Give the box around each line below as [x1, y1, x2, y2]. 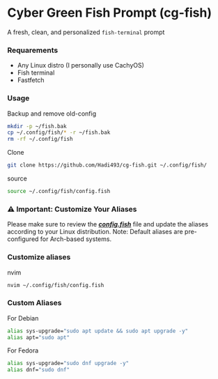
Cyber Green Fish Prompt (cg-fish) [7, 5, 212, 21]
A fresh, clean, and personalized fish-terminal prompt [7, 28, 165, 36]
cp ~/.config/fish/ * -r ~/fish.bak [7, 129, 111, 137]
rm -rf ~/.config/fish [7, 136, 73, 143]
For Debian [7, 314, 39, 322]
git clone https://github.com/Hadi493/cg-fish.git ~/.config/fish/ [7, 162, 208, 169]
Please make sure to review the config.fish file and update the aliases [7, 220, 209, 229]
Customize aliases [7, 252, 71, 262]
